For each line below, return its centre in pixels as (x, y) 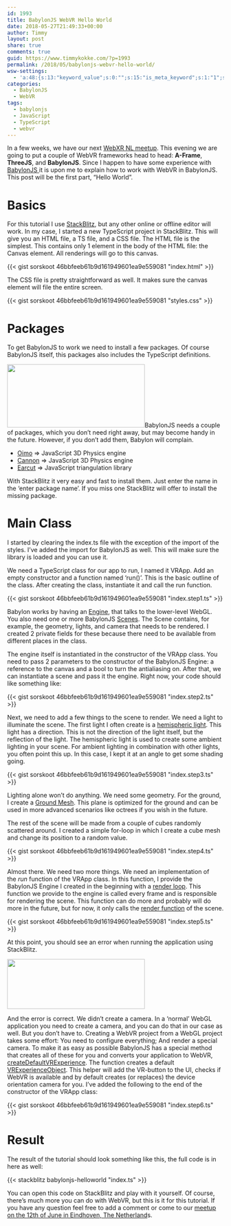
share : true (24, 45)
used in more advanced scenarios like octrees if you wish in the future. (108, 810)
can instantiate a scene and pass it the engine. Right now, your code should (114, 676)
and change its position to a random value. (67, 838)
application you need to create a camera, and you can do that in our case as (115, 1026)
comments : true (29, 52)
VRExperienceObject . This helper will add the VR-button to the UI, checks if (114, 1070)
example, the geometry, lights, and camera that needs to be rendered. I (108, 626)
